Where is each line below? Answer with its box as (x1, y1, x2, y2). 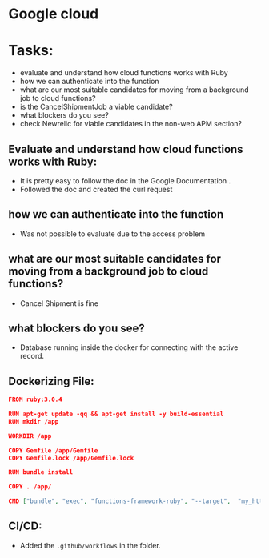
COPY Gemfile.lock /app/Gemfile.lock (8, 454, 134, 462)
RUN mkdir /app (8, 417, 59, 425)
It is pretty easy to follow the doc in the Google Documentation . (19, 175, 231, 185)
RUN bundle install (8, 468, 74, 476)
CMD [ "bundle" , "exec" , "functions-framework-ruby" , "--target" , (8, 497, 231, 505)
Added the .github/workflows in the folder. (19, 540, 162, 550)
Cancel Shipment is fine (19, 298, 98, 308)
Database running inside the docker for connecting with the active (19, 343, 239, 352)
